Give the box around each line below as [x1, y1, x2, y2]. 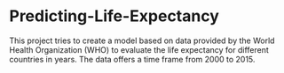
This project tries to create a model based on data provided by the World [9, 35, 275, 46]
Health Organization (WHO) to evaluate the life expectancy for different [9, 44, 269, 55]
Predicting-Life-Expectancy [9, 6, 220, 26]
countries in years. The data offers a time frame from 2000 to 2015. [9, 54, 256, 64]
